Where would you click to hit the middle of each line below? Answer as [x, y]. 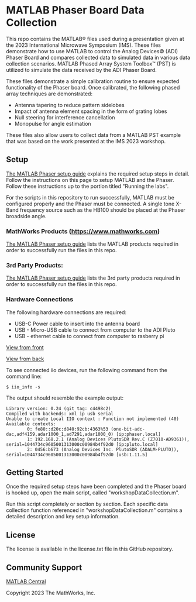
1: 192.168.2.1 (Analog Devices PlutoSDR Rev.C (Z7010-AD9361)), [109, 439]
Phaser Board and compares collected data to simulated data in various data [98, 57]
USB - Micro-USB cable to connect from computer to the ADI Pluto [95, 330]
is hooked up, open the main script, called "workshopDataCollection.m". [93, 493]
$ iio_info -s [23, 387]
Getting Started [35, 472]
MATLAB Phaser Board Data [75, 10]
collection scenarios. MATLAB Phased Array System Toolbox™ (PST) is [91, 63]
